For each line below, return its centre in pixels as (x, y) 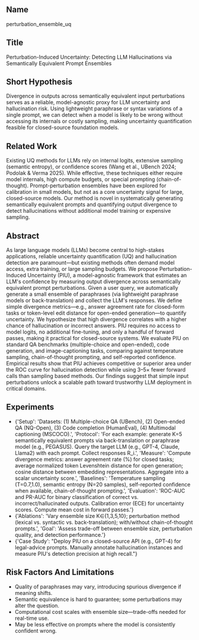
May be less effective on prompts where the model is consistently (95, 624)
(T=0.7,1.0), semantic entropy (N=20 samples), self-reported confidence (102, 484)
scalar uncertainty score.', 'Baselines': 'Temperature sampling (90, 478)
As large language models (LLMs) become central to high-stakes (85, 250)
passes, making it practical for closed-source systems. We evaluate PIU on (98, 338)
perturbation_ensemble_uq (39, 24)
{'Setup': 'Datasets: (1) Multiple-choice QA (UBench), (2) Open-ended (100, 421)
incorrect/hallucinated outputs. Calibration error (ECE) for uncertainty (99, 503)
